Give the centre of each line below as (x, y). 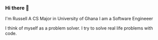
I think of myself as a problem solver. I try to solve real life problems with (79, 28)
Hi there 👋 (17, 8)
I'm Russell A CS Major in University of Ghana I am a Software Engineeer (79, 19)
